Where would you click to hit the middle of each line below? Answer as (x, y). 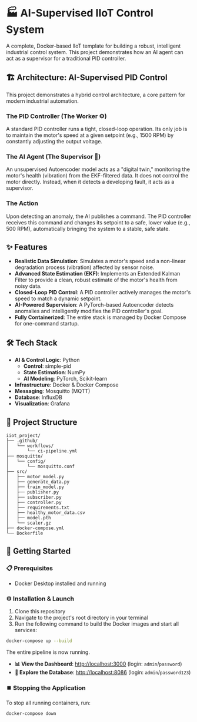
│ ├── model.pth (29, 518)
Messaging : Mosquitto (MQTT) (52, 391)
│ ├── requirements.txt (38, 508)
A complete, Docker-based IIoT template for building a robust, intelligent (94, 46)
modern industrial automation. (43, 101)
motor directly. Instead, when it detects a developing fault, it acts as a (90, 182)
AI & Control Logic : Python (47, 360)
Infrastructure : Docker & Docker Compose (66, 385)
